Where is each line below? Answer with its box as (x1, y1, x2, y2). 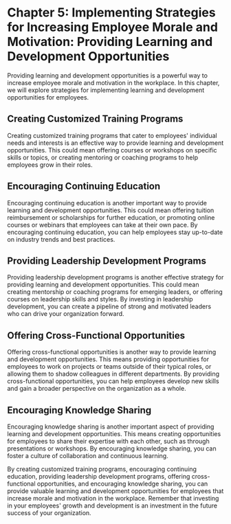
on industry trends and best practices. (7, 235, 115, 243)
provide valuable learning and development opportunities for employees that (7, 487, 224, 495)
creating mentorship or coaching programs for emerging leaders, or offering (7, 288, 223, 296)
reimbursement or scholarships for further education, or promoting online (7, 213, 215, 221)
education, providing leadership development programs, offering (7, 472, 190, 480)
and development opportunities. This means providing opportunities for (7, 355, 210, 363)
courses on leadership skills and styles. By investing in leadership (7, 295, 193, 304)
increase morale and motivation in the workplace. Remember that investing (7, 494, 219, 502)
